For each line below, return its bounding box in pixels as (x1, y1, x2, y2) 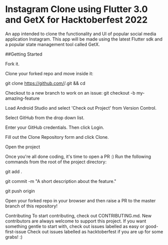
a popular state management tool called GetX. (5, 41, 100, 47)
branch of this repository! (5, 203, 58, 209)
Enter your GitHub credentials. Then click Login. (5, 124, 104, 130)
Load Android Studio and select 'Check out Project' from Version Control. (5, 105, 157, 111)
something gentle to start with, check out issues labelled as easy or (5, 223, 144, 229)
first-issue (5, 228, 27, 234)
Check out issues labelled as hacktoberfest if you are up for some (27, 228, 163, 234)
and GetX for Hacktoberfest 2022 (5, 14, 148, 26)
